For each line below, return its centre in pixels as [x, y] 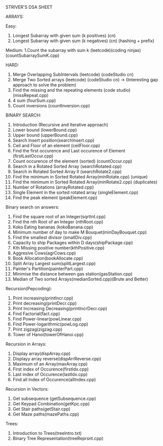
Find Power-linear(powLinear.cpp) [47, 319]
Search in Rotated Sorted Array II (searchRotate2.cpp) [67, 172]
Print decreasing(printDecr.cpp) [45, 303]
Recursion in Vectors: [27, 389]
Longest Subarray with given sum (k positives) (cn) [64, 36]
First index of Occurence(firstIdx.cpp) [51, 369]
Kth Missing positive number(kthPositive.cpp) [58, 248]
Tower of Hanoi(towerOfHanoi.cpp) [48, 334]
